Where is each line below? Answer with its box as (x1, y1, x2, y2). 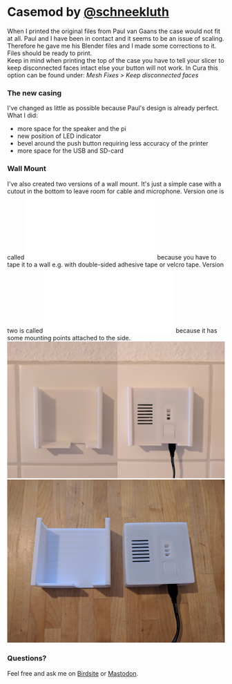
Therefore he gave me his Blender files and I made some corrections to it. (7, 41, 217, 50)
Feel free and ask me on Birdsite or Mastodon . (7, 669, 139, 677)
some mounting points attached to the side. (7, 333, 131, 342)
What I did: (7, 111, 38, 119)
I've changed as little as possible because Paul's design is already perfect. (7, 104, 220, 113)
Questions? (7, 654, 47, 663)
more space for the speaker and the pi (17, 125, 126, 133)
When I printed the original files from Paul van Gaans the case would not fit (7, 27, 221, 35)
